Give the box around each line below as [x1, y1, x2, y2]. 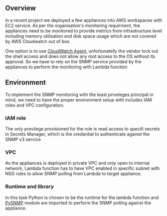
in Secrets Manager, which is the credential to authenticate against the [5, 131, 150, 137]
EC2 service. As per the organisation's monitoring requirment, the [5, 22, 141, 28]
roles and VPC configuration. [5, 102, 65, 108]
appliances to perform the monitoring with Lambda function [5, 64, 128, 70]
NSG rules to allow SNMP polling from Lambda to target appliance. [5, 171, 142, 177]
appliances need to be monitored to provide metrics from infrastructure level [5, 27, 163, 34]
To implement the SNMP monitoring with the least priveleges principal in [5, 92, 154, 98]
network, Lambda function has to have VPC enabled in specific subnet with [5, 165, 160, 171]
